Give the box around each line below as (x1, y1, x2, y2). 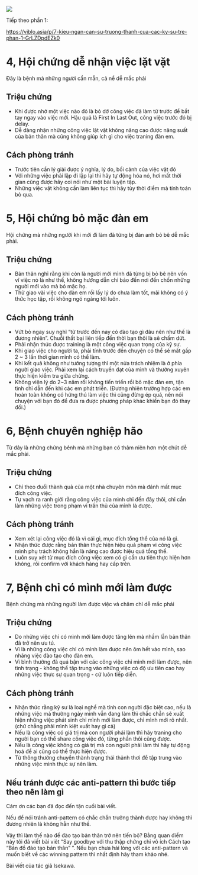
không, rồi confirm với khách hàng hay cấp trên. (14, 560, 132, 567)
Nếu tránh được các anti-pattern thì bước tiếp (6, 777, 176, 787)
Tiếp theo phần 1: (6, 17, 48, 24)
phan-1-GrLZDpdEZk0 (6, 34, 60, 41)
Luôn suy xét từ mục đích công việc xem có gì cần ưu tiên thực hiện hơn (14, 554, 191, 561)
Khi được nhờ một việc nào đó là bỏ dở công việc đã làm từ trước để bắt (14, 107, 190, 115)
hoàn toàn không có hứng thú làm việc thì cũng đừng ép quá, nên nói (14, 391, 183, 398)
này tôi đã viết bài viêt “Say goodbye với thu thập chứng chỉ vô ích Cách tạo (6, 838, 191, 845)
